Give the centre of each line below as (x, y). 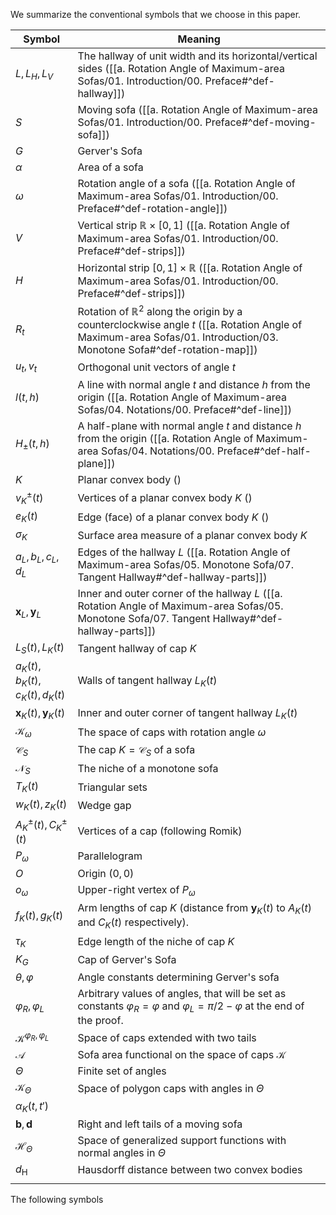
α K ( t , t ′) (32, 1106)
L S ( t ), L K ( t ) (40, 648)
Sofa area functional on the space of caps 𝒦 (182, 1055)
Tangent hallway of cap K (137, 648)
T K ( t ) (27, 787)
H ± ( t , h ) (32, 444)
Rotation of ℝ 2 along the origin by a (160, 311)
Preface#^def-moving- (260, 122)
